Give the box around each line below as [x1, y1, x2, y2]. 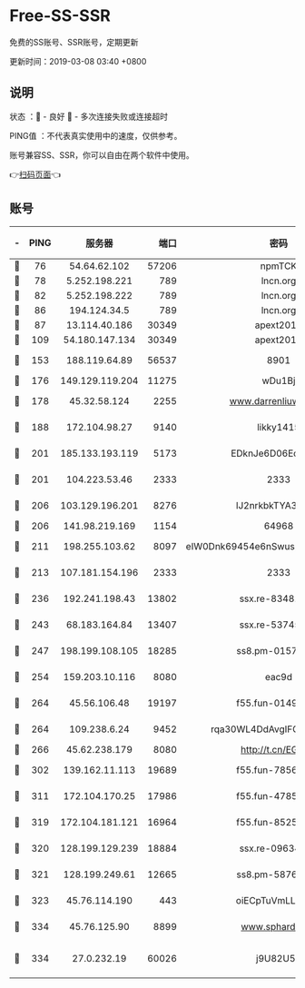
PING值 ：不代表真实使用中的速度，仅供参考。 [9, 130, 182, 141]
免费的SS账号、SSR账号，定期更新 [9, 36, 139, 47]
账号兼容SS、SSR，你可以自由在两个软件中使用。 [9, 149, 194, 160]
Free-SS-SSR [9, 5, 111, 26]
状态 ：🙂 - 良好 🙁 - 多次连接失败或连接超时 [9, 111, 168, 122]
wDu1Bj [261, 374, 296, 387]
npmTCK [260, 260, 298, 272]
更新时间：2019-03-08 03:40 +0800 [9, 55, 147, 66]
